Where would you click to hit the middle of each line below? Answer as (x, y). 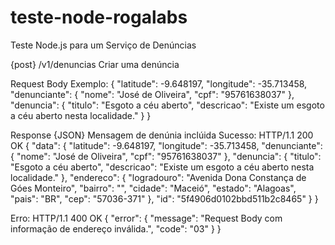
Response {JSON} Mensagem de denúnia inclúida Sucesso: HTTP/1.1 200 (162, 135)
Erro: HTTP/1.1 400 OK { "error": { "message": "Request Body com (146, 218)
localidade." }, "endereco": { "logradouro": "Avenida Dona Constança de (158, 177)
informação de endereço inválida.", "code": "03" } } (116, 228)
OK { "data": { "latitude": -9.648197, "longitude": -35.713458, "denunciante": (166, 145)
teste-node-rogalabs (99, 17)
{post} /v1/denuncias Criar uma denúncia (95, 64)
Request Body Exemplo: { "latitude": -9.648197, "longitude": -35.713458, (159, 83)
